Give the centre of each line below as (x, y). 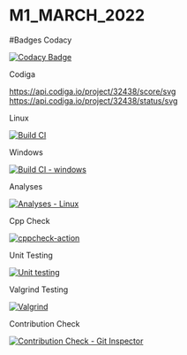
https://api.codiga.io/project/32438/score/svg (93, 91)
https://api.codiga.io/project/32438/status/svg (93, 100)
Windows (26, 152)
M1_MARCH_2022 (77, 15)
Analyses (26, 186)
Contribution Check (45, 323)
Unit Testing (31, 255)
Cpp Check (30, 220)
